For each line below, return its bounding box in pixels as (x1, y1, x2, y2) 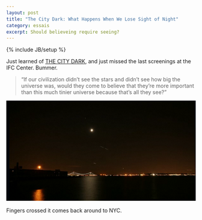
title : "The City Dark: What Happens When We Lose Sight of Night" (6, 16, 179, 22)
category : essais (6, 22, 50, 28)
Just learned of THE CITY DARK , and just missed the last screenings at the (6, 58, 191, 65)
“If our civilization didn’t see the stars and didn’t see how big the (20, 76, 180, 83)
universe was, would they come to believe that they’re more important (20, 82, 194, 90)
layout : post (6, 10, 39, 16)
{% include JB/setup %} (6, 46, 66, 54)
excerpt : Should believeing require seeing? (6, 29, 120, 35)
